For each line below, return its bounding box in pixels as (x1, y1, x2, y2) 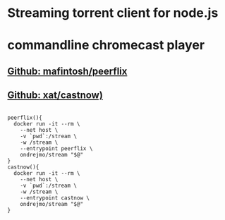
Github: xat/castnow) (7, 90, 104, 102)
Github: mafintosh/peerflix (7, 65, 128, 77)
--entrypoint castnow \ (20, 194, 90, 202)
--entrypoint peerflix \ (20, 145, 93, 152)
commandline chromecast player (7, 37, 205, 54)
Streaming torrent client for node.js (7, 5, 219, 21)
